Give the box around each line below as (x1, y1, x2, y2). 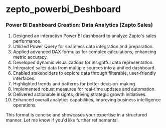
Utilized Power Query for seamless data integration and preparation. (13, 44, 154, 50)
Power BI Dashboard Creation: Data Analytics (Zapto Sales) (6, 22, 153, 29)
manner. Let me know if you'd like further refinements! (6, 117, 118, 123)
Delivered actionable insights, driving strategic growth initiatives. (13, 91, 147, 97)
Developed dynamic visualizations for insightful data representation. (13, 59, 154, 66)
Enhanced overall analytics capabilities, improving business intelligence (13, 97, 161, 103)
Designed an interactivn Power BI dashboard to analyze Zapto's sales (13, 33, 157, 39)
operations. (13, 102, 37, 108)
